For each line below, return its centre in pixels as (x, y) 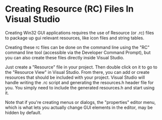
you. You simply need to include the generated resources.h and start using (80, 87)
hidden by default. (23, 112)
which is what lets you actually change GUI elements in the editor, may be (79, 107)
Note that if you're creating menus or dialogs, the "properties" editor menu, (81, 102)
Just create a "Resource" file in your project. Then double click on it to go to (81, 67)
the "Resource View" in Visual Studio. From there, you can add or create (77, 72)
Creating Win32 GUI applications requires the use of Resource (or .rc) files (80, 33)
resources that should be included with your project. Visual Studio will (75, 77)
